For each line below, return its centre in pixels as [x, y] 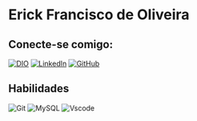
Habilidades [39, 89]
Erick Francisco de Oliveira [99, 15]
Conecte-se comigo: [61, 44]
